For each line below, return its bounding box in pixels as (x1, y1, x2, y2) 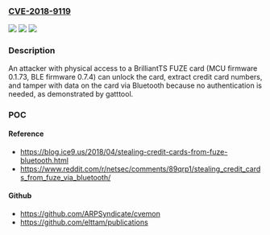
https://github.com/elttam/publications (19, 217, 149, 227)
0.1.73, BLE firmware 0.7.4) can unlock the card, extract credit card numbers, (8, 72, 263, 81)
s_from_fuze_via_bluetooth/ (19, 172, 111, 182)
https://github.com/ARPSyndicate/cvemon (19, 208, 161, 218)
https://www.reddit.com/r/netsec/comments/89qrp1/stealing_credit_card (19, 163, 261, 174)
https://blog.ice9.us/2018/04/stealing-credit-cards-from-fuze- (19, 146, 228, 156)
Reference (8, 129, 44, 138)
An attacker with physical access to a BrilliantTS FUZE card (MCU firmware (8, 63, 258, 73)
